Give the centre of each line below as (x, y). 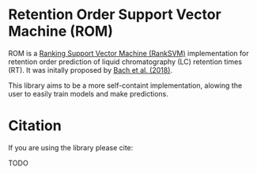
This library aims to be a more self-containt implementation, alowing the (125, 85)
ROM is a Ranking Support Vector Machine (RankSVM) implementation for (128, 53)
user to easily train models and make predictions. (88, 93)
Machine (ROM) (60, 31)
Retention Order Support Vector (115, 15)
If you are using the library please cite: (71, 147)
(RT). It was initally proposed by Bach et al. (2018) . (90, 70)
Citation (35, 126)
